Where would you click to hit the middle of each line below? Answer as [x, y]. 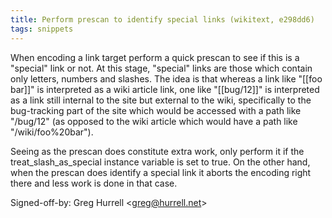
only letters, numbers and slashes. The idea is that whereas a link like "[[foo [166, 78]
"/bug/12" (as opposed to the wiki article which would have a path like [154, 121]
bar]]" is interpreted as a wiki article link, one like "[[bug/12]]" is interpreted [165, 89]
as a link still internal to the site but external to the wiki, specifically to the [161, 100]
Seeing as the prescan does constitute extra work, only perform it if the [157, 151]
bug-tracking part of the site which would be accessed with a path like [156, 110]
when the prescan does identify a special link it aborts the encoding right [161, 172]
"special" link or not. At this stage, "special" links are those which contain [161, 68]
